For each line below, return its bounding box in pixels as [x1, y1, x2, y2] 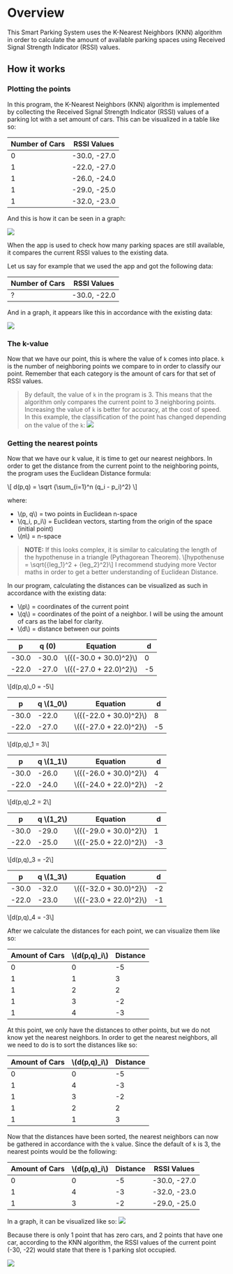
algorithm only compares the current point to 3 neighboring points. [24, 397, 216, 406]
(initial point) [17, 524, 54, 533]
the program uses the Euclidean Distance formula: [7, 469, 151, 478]
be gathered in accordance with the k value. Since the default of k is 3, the [7, 1140, 221, 1148]
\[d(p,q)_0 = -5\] [7, 682, 54, 691]
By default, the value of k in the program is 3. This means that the [24, 390, 213, 399]
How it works [7, 63, 66, 75]
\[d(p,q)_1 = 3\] [7, 740, 50, 749]
